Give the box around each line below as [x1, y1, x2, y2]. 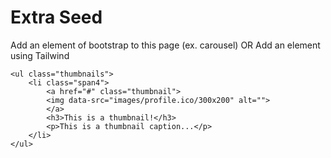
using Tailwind [10, 49, 70, 61]
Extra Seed [10, 6, 103, 29]
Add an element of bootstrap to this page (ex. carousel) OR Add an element [10, 39, 321, 51]
